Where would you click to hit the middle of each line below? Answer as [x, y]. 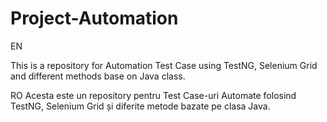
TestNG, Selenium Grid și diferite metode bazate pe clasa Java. [140, 106]
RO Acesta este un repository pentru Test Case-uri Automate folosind [153, 95]
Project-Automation [94, 18]
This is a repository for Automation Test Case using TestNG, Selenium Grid [164, 65]
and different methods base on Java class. [98, 76]
